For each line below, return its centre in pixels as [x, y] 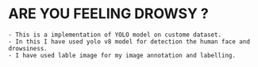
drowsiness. [28, 48]
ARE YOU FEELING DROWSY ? [108, 14]
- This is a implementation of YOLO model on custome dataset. [115, 35]
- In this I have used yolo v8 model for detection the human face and [129, 41]
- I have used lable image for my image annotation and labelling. [122, 55]
